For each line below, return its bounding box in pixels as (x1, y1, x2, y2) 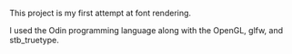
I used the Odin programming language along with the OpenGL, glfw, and (9, 25, 284, 35)
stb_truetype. (9, 35, 59, 45)
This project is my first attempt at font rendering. (9, 8, 192, 18)
